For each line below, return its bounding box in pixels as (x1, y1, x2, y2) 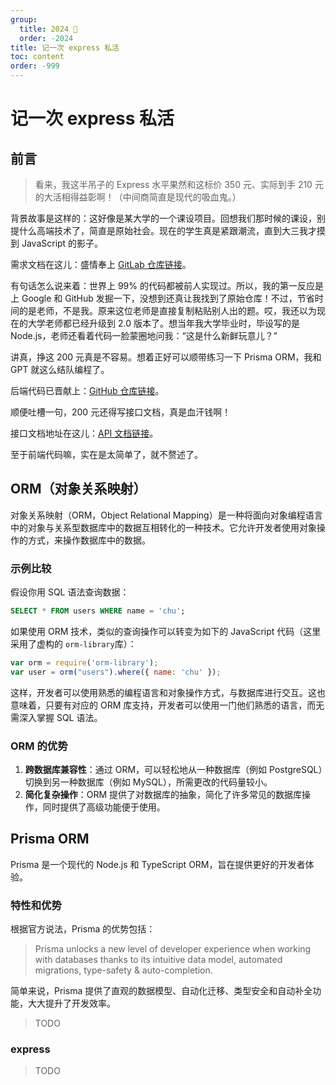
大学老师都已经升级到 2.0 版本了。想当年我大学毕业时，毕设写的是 (27, 317, 300, 329)
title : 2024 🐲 (19, 24, 78, 34)
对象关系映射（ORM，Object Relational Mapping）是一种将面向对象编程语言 (10, 509, 323, 521)
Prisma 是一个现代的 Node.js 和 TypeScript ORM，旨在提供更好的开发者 (10, 858, 306, 870)
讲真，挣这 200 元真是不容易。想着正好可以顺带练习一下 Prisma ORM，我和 (10, 351, 322, 363)
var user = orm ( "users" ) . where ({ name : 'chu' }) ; (10, 667, 222, 677)
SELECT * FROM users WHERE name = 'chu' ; (10, 606, 186, 616)
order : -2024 (19, 33, 74, 43)
